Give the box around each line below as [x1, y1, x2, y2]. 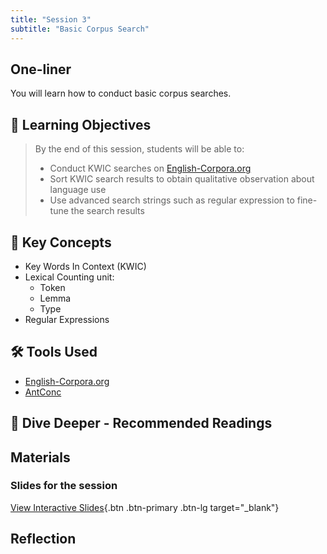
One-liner [10, 61, 72, 78]
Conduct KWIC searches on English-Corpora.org [49, 162, 252, 175]
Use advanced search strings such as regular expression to [49, 194, 295, 206]
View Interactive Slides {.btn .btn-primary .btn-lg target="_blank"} [10, 501, 280, 513]
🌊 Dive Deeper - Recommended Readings [10, 415, 273, 432]
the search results [70, 205, 145, 217]
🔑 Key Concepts [10, 234, 112, 251]
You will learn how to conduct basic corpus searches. [10, 87, 232, 100]
